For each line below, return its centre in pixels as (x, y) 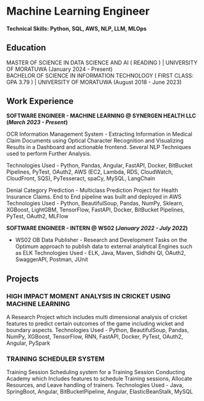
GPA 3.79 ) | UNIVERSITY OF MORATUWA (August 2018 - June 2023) (94, 82)
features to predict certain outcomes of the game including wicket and (95, 324)
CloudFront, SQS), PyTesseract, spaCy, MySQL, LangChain (81, 178)
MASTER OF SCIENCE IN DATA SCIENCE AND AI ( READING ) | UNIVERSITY (102, 62)
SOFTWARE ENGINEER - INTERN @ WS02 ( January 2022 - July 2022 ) (97, 228)
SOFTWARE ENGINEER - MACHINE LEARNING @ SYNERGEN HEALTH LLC (101, 116)
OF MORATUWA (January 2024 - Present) (60, 69)
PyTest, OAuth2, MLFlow (37, 216)
